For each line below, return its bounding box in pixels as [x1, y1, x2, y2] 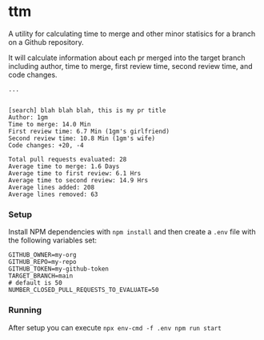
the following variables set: [8, 235, 98, 246]
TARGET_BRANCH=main [8, 272, 74, 280]
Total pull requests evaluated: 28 [8, 155, 127, 163]
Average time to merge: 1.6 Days [8, 162, 120, 170]
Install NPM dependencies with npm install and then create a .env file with [8, 227, 256, 237]
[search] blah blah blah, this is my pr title [8, 106, 166, 114]
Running [8, 305, 42, 316]
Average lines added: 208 [8, 183, 94, 191]
